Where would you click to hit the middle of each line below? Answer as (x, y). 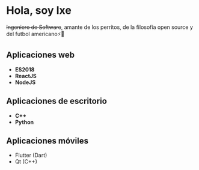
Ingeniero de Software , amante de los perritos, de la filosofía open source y (100, 27)
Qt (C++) (26, 162)
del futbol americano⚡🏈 (35, 34)
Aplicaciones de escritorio (57, 101)
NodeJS (25, 82)
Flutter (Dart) (31, 155)
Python (24, 122)
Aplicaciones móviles (47, 141)
